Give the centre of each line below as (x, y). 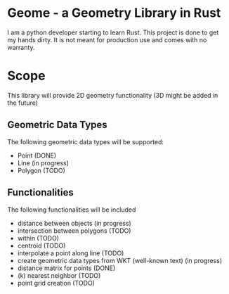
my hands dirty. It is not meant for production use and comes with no (107, 39)
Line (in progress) (43, 162)
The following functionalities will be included (72, 210)
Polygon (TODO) (41, 170)
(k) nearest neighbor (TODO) (59, 275)
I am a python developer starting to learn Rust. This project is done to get (113, 32)
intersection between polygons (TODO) (74, 231)
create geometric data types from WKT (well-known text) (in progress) (120, 260)
